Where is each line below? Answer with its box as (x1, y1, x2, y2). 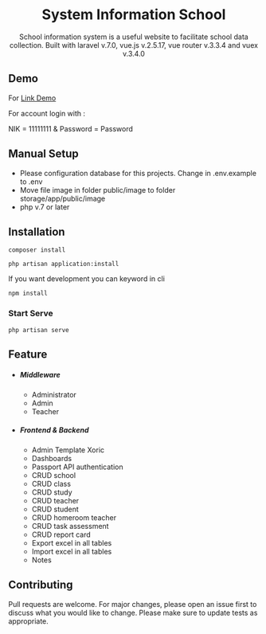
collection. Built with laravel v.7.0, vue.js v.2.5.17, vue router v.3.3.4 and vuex (9, 40, 259, 49)
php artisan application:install (8, 260, 119, 268)
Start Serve (8, 308, 53, 319)
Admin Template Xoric (31, 445, 105, 455)
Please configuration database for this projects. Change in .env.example (19, 168, 257, 178)
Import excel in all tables (31, 547, 112, 556)
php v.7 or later (19, 202, 70, 212)
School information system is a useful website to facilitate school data (19, 32, 248, 41)
